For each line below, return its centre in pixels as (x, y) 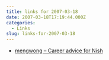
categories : (21, 23)
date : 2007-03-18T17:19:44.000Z (46, 17)
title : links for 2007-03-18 (42, 12)
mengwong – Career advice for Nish (59, 50)
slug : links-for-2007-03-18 (41, 34)
